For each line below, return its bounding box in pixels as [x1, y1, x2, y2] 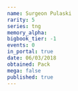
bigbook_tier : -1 [7, 36, 57, 42]
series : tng [7, 23, 41, 29]
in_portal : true [7, 49, 53, 55]
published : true [7, 73, 53, 81]
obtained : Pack [7, 61, 51, 68]
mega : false [7, 67, 41, 74]
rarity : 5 [7, 16, 36, 23]
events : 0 [7, 42, 36, 49]
